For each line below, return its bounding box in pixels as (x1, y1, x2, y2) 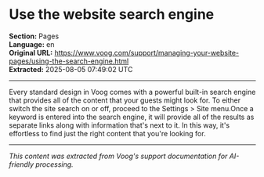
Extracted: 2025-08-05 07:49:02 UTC (9, 64, 133, 74)
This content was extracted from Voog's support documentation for (9, 151, 228, 161)
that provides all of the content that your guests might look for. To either (9, 96, 241, 105)
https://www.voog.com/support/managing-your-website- (54, 48, 240, 57)
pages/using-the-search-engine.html (9, 56, 129, 66)
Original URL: (9, 48, 53, 57)
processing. (35, 159, 74, 169)
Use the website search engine (9, 5, 215, 23)
